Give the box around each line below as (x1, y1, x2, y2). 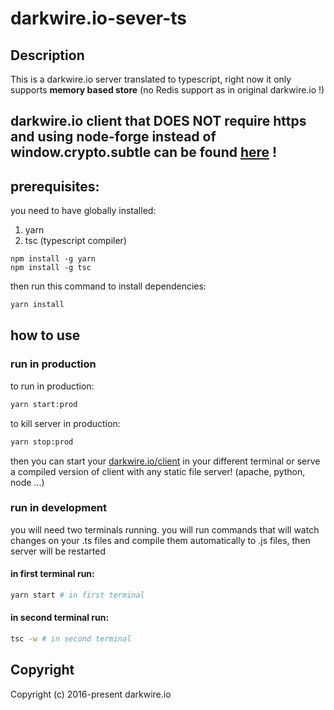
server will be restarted (10, 545, 107, 557)
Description (10, 47, 85, 64)
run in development (10, 501, 108, 515)
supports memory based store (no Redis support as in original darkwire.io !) (10, 84, 325, 96)
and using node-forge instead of (10, 128, 217, 146)
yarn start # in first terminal (10, 590, 145, 601)
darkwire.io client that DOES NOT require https (10, 113, 307, 130)
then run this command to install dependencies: (10, 280, 207, 292)
